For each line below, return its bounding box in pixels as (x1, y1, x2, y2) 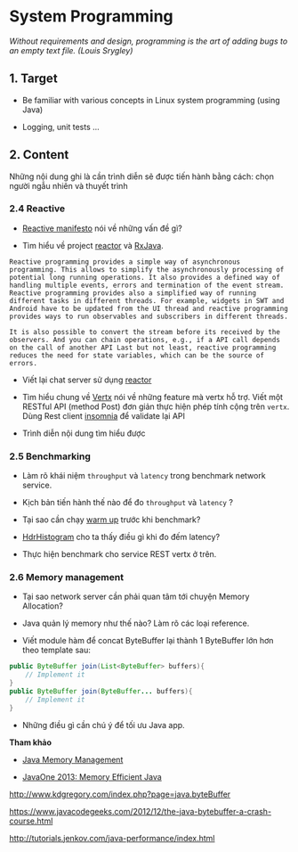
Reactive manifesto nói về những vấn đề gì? (21, 223, 182, 233)
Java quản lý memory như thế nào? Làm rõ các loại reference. (21, 618, 250, 629)
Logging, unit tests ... (21, 121, 100, 132)
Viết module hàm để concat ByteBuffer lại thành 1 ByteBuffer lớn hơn (21, 635, 274, 646)
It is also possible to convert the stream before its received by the (9, 327, 280, 336)
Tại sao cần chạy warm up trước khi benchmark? (21, 514, 201, 525)
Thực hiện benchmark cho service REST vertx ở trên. (21, 549, 217, 560)
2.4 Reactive (9, 202, 65, 215)
